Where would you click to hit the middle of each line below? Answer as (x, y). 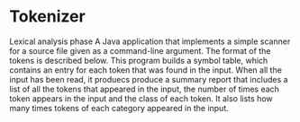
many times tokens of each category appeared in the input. (119, 108)
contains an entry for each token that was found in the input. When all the (145, 70)
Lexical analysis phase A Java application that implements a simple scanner (150, 41)
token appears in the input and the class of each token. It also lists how (141, 98)
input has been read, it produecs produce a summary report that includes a (149, 79)
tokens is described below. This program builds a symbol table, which (139, 60)
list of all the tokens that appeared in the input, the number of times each (144, 89)
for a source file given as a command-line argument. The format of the (140, 50)
